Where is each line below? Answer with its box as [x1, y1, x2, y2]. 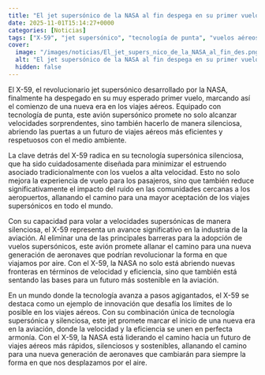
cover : [8, 41, 30, 49]
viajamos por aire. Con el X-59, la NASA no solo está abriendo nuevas [8, 258, 235, 267]
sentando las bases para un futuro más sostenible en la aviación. [8, 275, 219, 285]
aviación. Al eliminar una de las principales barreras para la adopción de [8, 233, 243, 242]
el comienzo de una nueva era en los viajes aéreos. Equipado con [8, 101, 222, 111]
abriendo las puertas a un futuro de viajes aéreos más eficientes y [8, 127, 223, 136]
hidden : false [15, 63, 62, 71]
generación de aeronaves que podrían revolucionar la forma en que [8, 250, 227, 259]
